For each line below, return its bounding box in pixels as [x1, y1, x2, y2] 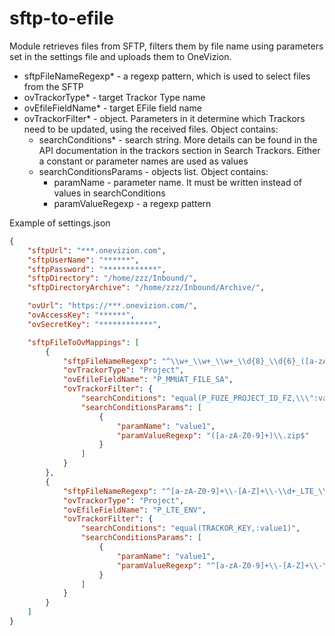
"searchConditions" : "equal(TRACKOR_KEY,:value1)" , [80, 523, 301, 534]
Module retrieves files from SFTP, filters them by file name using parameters [9, 40, 324, 52]
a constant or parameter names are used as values [38, 155, 249, 167]
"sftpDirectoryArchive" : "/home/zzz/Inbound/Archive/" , [27, 283, 266, 293]
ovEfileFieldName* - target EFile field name [23, 102, 202, 114]
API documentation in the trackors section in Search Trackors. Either [38, 144, 321, 156]
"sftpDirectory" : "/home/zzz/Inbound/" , [27, 273, 198, 284]
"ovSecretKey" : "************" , [27, 319, 162, 329]
